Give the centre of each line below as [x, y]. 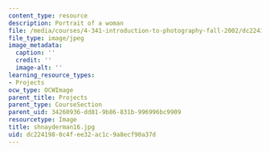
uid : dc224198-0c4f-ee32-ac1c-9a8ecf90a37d [82, 134]
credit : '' [34, 61]
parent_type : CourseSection [55, 105]
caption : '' [36, 53]
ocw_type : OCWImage [41, 90]
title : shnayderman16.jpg [51, 127]
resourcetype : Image [43, 120]
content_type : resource [48, 16]
